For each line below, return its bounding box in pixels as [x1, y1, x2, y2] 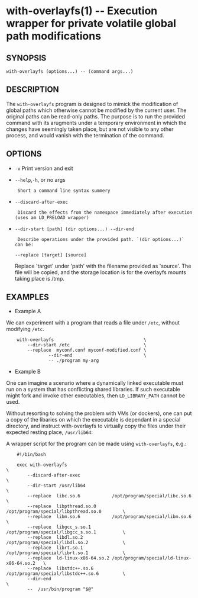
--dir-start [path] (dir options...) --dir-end [14, 226, 134, 232]
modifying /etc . [6, 326, 44, 333]
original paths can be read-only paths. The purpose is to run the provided [6, 112, 185, 120]
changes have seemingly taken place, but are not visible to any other [6, 126, 174, 133]
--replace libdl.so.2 [27, 535, 83, 541]
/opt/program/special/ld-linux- [112, 555, 192, 561]
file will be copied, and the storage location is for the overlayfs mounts [14, 268, 186, 276]
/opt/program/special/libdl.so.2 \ [6, 540, 126, 546]
